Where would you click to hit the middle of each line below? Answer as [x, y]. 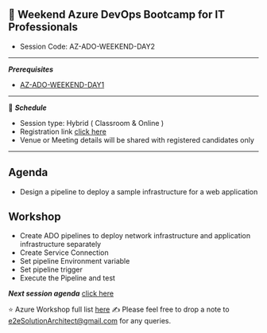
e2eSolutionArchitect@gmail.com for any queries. [90, 321]
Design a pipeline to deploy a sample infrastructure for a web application [139, 191]
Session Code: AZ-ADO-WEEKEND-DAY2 [87, 46]
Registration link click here [63, 131]
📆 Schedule [28, 108]
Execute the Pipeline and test [67, 278]
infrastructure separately [60, 245]
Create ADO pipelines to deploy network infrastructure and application [135, 236]
